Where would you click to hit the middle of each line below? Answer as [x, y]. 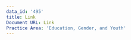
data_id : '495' [25, 11]
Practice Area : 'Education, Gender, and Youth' [66, 28]
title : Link [21, 17]
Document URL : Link [30, 22]
